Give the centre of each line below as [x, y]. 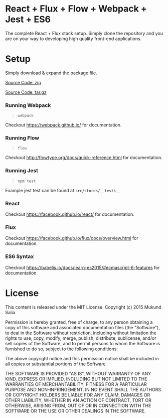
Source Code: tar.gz [26, 92]
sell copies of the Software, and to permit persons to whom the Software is [83, 343]
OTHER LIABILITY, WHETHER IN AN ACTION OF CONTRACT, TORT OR [78, 400]
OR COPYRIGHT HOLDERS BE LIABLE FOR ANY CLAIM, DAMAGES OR [78, 395]
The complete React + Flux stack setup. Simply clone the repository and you [84, 33]
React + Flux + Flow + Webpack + [76, 9]
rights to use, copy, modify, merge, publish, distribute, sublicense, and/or [81, 338]
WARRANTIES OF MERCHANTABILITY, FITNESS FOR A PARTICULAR [76, 384]
